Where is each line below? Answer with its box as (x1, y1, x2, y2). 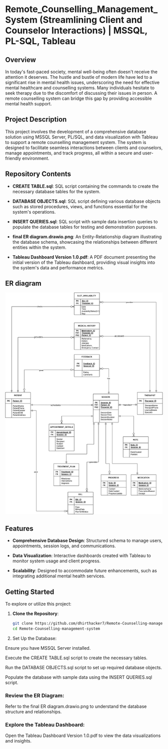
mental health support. (5, 101, 52, 106)
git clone (12, 621, 33, 626)
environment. (22, 155, 49, 161)
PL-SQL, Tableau (5, 36, 76, 47)
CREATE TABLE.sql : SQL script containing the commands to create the (12, 183, 159, 189)
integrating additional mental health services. (12, 573, 106, 579)
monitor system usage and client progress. (12, 558, 101, 564)
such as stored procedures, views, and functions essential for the (12, 203, 147, 209)
